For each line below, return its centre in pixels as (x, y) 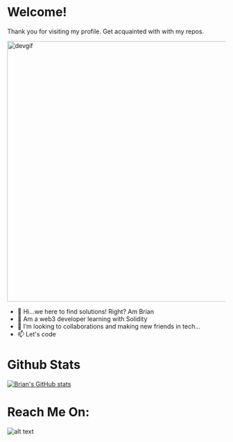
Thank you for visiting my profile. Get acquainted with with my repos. (106, 31)
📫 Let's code (37, 334)
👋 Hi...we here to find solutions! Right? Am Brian (86, 311)
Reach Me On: (49, 412)
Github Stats (44, 365)
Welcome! (37, 12)
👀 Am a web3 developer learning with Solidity (82, 319)
